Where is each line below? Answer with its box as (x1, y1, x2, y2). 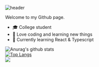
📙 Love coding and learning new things (12, 31, 93, 37)
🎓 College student (12, 24, 52, 30)
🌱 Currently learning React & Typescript (12, 37, 94, 42)
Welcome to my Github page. (5, 14, 65, 20)
